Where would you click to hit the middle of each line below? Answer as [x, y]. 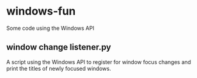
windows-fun [41, 11]
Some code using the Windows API [50, 28]
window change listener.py [59, 47]
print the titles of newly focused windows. [59, 68]
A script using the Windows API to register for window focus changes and [99, 62]
